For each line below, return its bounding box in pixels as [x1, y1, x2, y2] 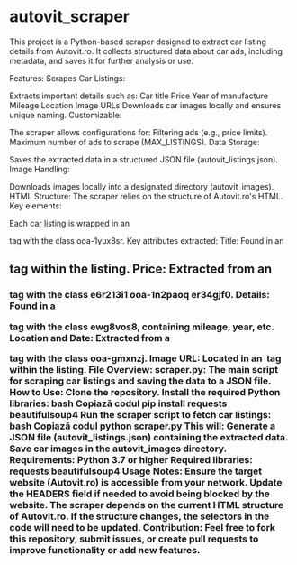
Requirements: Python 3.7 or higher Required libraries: [9, 454, 254, 466]
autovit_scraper [9, 6, 130, 27]
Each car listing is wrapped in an [9, 218, 130, 228]
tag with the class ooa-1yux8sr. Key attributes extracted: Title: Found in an [9, 235, 284, 245]
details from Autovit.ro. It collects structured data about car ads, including [9, 45, 283, 56]
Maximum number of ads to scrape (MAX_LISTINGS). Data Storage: [9, 136, 260, 147]
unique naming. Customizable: [9, 109, 122, 120]
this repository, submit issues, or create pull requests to [9, 533, 259, 545]
